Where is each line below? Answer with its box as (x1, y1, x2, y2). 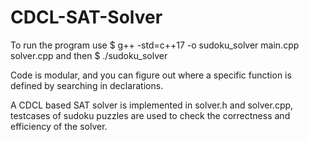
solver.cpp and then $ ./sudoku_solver (10, 49, 168, 61)
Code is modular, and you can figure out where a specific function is (10, 69, 292, 81)
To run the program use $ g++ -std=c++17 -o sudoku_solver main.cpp (10, 39, 300, 51)
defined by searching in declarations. (10, 79, 164, 91)
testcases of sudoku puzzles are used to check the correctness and (10, 109, 291, 121)
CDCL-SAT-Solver (10, 6, 163, 29)
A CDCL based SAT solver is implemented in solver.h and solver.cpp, (10, 99, 294, 111)
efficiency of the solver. (10, 120, 108, 132)
